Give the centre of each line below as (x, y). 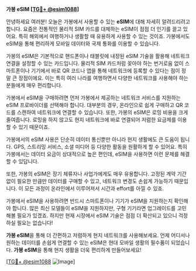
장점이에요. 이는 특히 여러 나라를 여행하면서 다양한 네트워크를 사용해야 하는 (104, 78)
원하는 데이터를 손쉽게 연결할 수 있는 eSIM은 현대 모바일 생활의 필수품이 (88, 243)
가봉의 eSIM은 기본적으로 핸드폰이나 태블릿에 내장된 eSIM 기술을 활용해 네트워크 (98, 56)
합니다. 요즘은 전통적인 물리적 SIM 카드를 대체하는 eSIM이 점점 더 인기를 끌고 (94, 29)
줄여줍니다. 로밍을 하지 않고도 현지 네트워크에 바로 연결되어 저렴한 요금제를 (91, 120)
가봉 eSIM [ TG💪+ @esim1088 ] (42, 9)
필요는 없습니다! (35, 223)
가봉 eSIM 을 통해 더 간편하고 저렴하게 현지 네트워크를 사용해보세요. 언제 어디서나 (98, 235)
